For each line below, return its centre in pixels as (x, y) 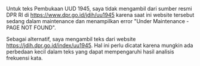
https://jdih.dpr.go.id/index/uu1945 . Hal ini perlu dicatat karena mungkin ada (100, 45)
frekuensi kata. (24, 58)
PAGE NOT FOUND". (31, 27)
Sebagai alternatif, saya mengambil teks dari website (71, 39)
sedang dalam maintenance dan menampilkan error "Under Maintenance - (98, 21)
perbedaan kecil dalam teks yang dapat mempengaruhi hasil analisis (90, 52)
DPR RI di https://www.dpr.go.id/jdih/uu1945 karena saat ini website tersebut (100, 15)
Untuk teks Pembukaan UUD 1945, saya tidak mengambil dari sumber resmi (99, 9)
